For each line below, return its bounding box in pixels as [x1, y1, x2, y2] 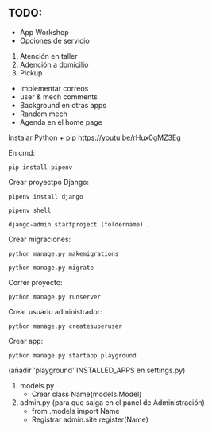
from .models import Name [31, 406, 121, 415]
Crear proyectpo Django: [8, 177, 90, 187]
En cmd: [8, 148, 36, 157]
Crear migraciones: [8, 234, 71, 244]
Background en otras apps [19, 100, 107, 110]
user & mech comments [19, 91, 98, 102]
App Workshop [19, 27, 69, 37]
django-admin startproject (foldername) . [8, 220, 151, 229]
